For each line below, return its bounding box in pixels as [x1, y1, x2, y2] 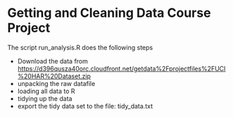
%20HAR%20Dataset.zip [17, 72, 92, 80]
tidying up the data [17, 94, 73, 103]
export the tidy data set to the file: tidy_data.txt [17, 101, 153, 110]
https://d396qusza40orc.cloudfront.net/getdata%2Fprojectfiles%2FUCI [17, 64, 226, 73]
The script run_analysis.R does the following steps [7, 43, 153, 51]
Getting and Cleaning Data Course [7, 5, 211, 21]
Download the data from [17, 56, 88, 65]
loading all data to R [17, 87, 75, 95]
